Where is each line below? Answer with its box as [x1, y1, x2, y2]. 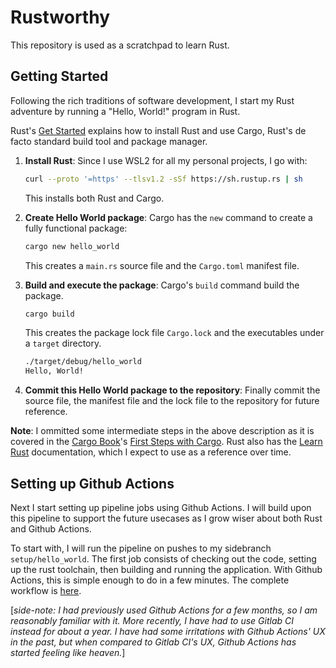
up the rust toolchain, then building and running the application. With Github [10, 563, 323, 575]
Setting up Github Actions [10, 475, 175, 492]
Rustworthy [10, 6, 110, 29]
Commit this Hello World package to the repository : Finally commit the [24, 384, 321, 396]
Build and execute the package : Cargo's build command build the [24, 279, 300, 291]
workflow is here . [10, 584, 82, 596]
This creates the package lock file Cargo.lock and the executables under [24, 327, 325, 339]
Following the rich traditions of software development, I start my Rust [10, 94, 295, 106]
